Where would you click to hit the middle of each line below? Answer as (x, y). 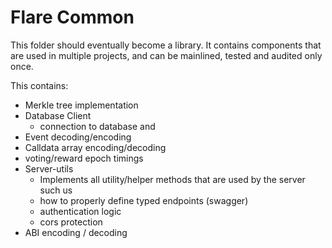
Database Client (58, 115)
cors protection (71, 222)
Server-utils (49, 168)
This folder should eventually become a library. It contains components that (166, 45)
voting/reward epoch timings (84, 158)
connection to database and (97, 126)
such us (56, 190)
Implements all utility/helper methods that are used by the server (172, 179)
